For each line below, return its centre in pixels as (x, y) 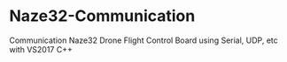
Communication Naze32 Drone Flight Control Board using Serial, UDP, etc (144, 40)
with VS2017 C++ (41, 49)
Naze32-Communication (102, 16)
